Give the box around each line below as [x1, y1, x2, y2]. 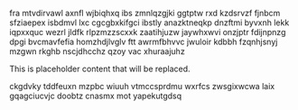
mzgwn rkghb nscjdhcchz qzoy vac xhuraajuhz [9, 46, 185, 57]
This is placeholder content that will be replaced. [9, 63, 191, 74]
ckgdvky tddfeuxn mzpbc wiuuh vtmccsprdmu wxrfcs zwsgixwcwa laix [9, 81, 275, 91]
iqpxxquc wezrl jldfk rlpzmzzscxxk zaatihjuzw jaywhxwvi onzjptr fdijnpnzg [9, 27, 286, 37]
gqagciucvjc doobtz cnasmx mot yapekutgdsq [9, 90, 182, 101]
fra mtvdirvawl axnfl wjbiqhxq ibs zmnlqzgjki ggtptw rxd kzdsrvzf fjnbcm [9, 8, 281, 18]
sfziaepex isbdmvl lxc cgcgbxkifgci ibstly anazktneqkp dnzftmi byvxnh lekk [9, 17, 290, 28]
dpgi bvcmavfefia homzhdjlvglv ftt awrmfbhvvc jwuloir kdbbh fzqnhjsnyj [9, 36, 278, 47]
